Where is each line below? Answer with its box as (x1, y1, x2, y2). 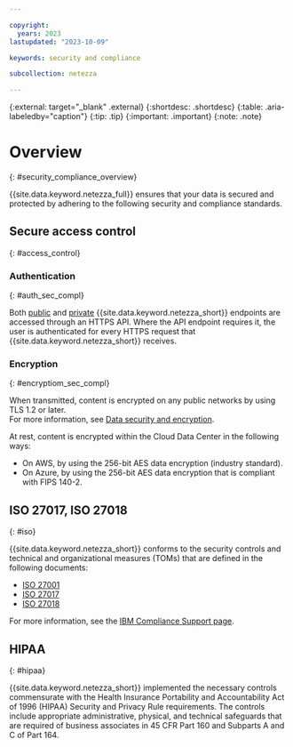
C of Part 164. (9, 730, 59, 741)
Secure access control (9, 224, 136, 239)
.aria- (265, 101, 286, 112)
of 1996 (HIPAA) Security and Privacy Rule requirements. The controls (9, 702, 265, 712)
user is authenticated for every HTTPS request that (9, 326, 196, 337)
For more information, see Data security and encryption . (9, 414, 215, 425)
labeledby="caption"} (9, 111, 88, 122)
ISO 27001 (21, 580, 60, 590)
